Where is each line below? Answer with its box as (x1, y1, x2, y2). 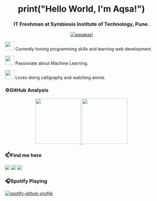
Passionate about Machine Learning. (15, 60, 89, 66)
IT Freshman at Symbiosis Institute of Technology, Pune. (14, 21, 149, 28)
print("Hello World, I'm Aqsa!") (17, 3, 145, 15)
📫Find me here (5, 152, 42, 159)
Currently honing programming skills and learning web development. (15, 46, 153, 52)
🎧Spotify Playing (5, 178, 47, 184)
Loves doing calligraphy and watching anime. (15, 74, 106, 81)
